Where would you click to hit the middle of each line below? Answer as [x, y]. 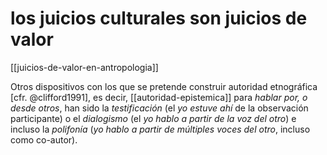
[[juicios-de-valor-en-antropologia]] [84, 67]
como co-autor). [44, 139]
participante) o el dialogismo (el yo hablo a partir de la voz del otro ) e [153, 118]
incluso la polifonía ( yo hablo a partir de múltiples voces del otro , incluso [160, 129]
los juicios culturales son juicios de [159, 18]
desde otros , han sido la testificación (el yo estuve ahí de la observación [159, 108]
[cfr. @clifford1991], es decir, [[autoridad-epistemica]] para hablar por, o [159, 97]
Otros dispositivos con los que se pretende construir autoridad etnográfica [164, 86]
